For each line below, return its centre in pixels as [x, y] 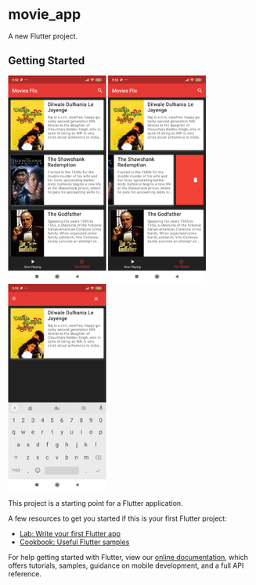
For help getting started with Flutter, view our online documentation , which [128, 558]
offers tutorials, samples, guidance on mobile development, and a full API [126, 565]
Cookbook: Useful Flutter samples [74, 542]
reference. [25, 574]
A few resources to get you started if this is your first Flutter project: [117, 518]
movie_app [45, 15]
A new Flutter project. [43, 36]
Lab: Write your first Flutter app [70, 534]
